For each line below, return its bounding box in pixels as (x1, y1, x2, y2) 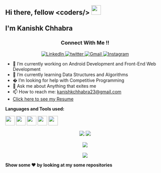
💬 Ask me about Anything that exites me (12, 83, 96, 89)
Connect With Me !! (60, 39, 110, 46)
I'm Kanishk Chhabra (5, 24, 73, 33)
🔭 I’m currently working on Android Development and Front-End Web (12, 60, 156, 66)
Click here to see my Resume (12, 96, 74, 102)
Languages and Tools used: (5, 106, 65, 112)
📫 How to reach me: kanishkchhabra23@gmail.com (12, 88, 122, 94)
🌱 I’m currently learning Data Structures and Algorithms (12, 72, 128, 78)
